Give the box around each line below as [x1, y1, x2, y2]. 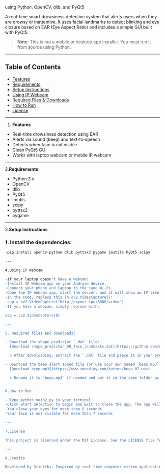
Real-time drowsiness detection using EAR [12, 131, 98, 137]
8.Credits [5, 455, 26, 461]
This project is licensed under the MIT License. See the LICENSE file [5, 438, 155, 442]
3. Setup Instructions [5, 226, 48, 232]
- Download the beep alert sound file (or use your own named [5, 362, 135, 367]
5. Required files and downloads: [5, 331, 76, 336]
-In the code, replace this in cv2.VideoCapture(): [5, 295, 113, 300]
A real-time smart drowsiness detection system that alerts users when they [5, 14, 157, 19]
